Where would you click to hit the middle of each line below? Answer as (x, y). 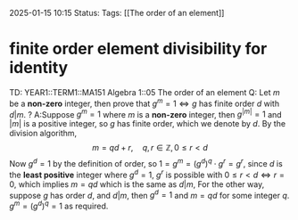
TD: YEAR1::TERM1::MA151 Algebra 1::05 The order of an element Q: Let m (145, 92)
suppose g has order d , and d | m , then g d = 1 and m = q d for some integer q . (149, 194)
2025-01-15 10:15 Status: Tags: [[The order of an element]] (117, 13)
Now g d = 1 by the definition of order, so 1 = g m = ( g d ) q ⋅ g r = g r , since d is (146, 163)
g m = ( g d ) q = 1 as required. (59, 205)
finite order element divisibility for (138, 49)
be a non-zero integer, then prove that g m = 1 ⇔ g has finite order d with (144, 102)
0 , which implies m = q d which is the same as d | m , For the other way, (137, 184)
